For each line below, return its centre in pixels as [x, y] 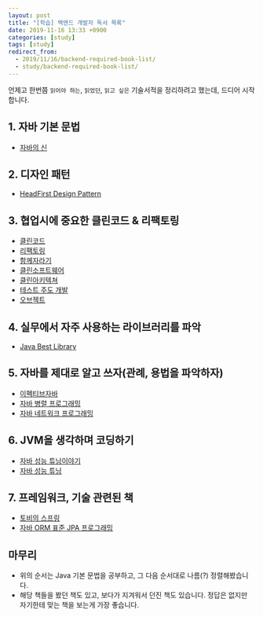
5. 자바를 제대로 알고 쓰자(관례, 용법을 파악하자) [116, 373]
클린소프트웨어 [42, 270]
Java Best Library [48, 346]
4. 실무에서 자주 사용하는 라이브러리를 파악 [105, 327]
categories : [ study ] [42, 37]
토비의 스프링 [40, 518]
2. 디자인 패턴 [39, 174]
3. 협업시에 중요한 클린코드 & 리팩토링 [94, 220]
